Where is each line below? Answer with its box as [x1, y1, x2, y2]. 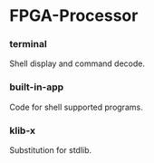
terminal [9, 38, 47, 51]
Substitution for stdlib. [9, 145, 92, 156]
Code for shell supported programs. [9, 101, 143, 112]
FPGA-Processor [9, 5, 139, 26]
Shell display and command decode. [9, 58, 146, 69]
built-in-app [9, 81, 64, 93]
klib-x [9, 124, 36, 137]
